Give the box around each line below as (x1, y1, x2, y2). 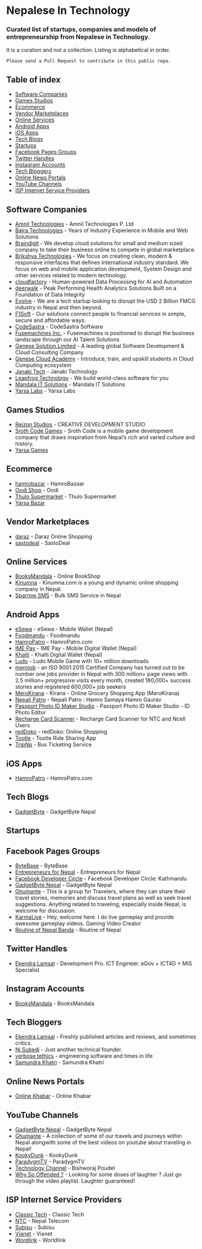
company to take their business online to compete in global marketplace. (14, 246, 196, 254)
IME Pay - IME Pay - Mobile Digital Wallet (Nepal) (14, 644, 137, 652)
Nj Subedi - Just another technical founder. (14, 1046, 122, 1053)
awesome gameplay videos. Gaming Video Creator (14, 920, 142, 927)
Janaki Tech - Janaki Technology (14, 368, 98, 375)
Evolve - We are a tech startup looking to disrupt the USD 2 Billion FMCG (14, 297, 196, 305)
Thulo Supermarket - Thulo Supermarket (14, 493, 116, 500)
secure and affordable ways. (14, 316, 86, 324)
